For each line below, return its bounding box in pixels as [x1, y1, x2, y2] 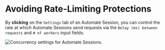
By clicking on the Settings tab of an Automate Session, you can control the [5, 19, 160, 25]
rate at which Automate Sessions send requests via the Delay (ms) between [5, 24, 158, 30]
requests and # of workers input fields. [5, 30, 85, 35]
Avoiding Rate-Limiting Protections [5, 3, 152, 15]
